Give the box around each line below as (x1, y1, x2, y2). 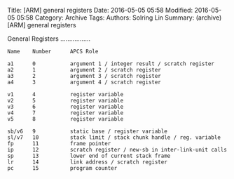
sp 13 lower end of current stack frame (7, 152, 171, 159)
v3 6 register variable (7, 103, 124, 110)
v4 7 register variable (7, 110, 124, 117)
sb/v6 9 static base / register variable (7, 128, 168, 135)
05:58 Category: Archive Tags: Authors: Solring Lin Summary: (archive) (16, 13, 222, 22)
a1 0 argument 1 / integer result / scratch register (7, 60, 215, 67)
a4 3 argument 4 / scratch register (7, 79, 161, 86)
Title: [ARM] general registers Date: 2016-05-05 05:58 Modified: (7, 6, 193, 14)
